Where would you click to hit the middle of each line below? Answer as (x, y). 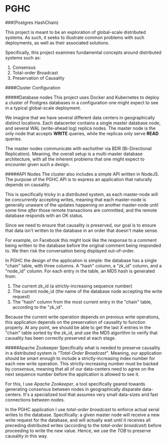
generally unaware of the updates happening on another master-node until (82, 205)
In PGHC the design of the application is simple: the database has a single (81, 260)
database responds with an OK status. (44, 216)
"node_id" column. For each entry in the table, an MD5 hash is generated (80, 271)
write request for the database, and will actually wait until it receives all (78, 420)
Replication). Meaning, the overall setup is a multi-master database (74, 154)
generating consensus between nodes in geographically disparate (73, 389)
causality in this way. (27, 436)
